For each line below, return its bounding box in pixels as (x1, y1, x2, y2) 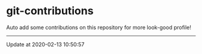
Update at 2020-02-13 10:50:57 (6, 40, 85, 48)
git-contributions (6, 4, 94, 18)
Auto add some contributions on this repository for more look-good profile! (6, 24, 191, 31)
